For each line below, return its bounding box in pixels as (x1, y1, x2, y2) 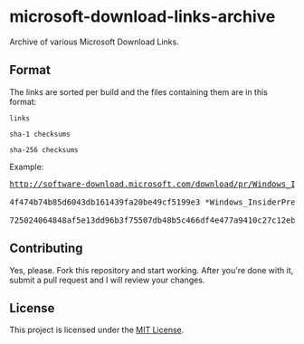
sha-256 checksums (9, 145, 79, 155)
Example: (9, 161, 44, 172)
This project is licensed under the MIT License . (9, 324, 185, 336)
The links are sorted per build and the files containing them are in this (9, 86, 269, 97)
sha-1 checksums (9, 129, 71, 139)
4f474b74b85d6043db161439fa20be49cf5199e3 (9, 196, 201, 207)
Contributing (9, 241, 83, 256)
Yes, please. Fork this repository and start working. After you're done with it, (9, 264, 294, 275)
